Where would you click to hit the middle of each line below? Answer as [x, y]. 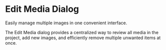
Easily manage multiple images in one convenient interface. [66, 23]
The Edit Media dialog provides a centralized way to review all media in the [82, 32]
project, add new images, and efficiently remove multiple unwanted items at [83, 38]
